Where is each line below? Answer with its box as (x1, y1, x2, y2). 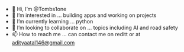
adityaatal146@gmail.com (11, 39, 75, 46)
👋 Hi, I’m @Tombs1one (11, 6, 67, 12)
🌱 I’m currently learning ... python (11, 18, 93, 25)
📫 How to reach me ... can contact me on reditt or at (11, 31, 141, 37)
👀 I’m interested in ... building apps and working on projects (11, 12, 157, 19)
